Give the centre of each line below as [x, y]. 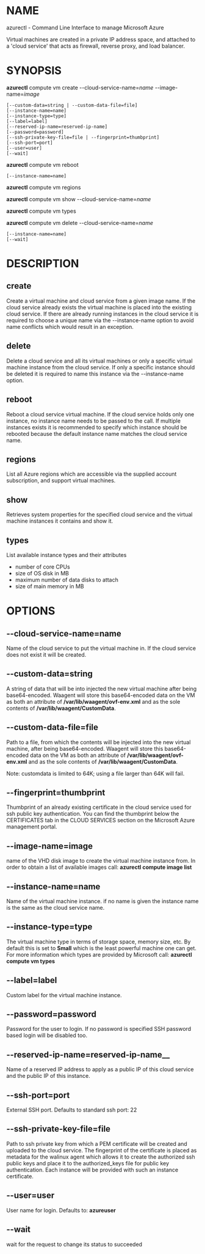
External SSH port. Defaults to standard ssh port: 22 [72, 1110]
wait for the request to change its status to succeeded [74, 1244]
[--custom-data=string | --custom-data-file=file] [72, 105]
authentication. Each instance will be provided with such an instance [92, 1170]
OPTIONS [31, 611]
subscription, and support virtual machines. [61, 481]
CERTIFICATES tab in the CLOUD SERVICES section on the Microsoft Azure [101, 821]
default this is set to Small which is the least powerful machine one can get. [102, 948]
